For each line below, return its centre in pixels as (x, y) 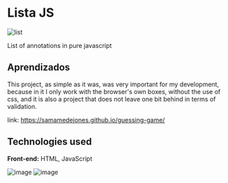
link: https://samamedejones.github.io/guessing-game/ (86, 120)
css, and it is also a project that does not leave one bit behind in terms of (112, 99)
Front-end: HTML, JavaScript (50, 159)
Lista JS (31, 13)
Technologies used (50, 142)
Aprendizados (39, 67)
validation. (22, 106)
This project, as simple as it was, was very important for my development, (113, 84)
